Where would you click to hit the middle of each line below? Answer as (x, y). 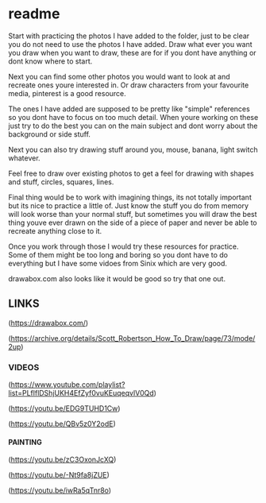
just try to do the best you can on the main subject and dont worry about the (133, 126)
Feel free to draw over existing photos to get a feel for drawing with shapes (131, 173)
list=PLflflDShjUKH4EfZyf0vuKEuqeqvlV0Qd (81, 393)
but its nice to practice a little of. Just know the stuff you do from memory (128, 205)
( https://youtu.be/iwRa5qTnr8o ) (60, 490)
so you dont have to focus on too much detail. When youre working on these (133, 117)
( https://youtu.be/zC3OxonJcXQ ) (62, 460)
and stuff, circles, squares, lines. (61, 182)
